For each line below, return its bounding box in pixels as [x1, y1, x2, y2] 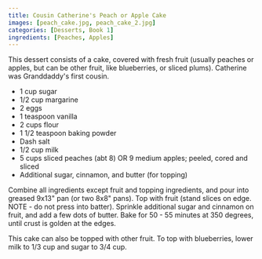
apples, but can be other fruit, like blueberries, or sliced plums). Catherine [8, 64, 247, 73]
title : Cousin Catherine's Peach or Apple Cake [8, 11, 167, 20]
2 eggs [19, 104, 42, 113]
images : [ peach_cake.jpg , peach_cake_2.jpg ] [8, 19, 156, 27]
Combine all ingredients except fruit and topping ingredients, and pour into [8, 185, 249, 195]
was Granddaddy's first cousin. [8, 71, 110, 81]
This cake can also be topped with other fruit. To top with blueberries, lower [8, 234, 253, 243]
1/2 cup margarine [19, 95, 78, 104]
